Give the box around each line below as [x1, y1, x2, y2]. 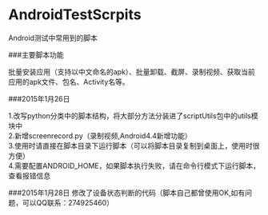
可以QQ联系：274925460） [22, 197, 114, 207]
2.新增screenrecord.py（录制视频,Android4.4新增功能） [8, 130, 192, 141]
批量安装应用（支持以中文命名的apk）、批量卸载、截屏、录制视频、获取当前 [8, 66, 256, 77]
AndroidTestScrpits [8, 6, 142, 24]
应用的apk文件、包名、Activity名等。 [8, 77, 130, 86]
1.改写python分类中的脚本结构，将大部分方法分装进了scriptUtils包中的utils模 [8, 110, 258, 121]
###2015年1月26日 [8, 94, 70, 103]
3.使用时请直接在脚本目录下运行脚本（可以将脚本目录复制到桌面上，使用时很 [8, 141, 260, 150]
